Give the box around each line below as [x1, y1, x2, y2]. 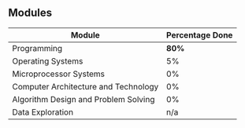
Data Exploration [12, 106, 73, 117]
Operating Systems [12, 55, 84, 66]
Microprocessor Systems [12, 68, 105, 79]
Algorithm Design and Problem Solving [12, 93, 155, 104]
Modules [8, 6, 53, 20]
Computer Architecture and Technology [12, 81, 159, 92]
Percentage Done [166, 29, 233, 40]
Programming [12, 42, 63, 53]
